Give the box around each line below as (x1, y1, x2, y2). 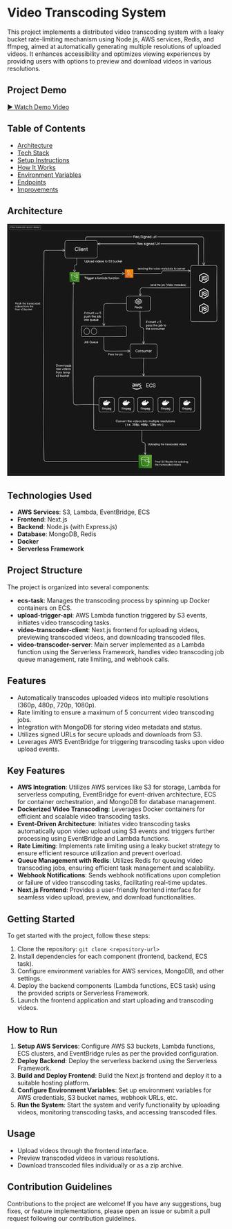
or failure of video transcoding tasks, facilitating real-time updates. (17, 879, 207, 887)
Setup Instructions (17, 155, 70, 164)
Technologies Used (7, 489, 92, 502)
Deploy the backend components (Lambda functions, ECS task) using (17, 982, 215, 990)
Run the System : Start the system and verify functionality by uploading (17, 1101, 220, 1109)
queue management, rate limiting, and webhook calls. (17, 655, 170, 663)
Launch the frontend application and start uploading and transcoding (17, 996, 214, 1004)
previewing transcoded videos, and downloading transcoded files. (17, 633, 206, 641)
